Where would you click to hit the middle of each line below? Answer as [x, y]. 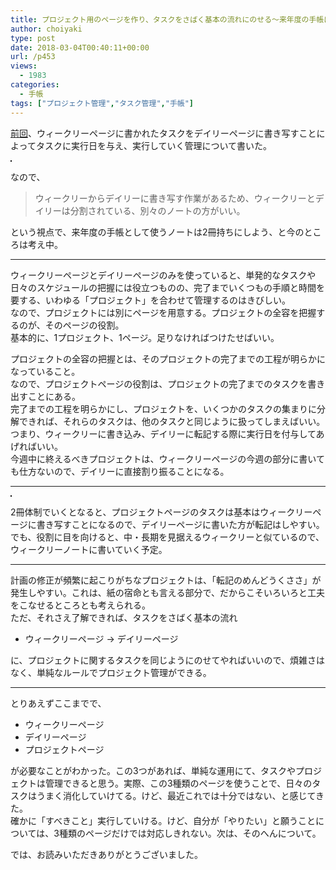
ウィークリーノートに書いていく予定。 [89, 549]
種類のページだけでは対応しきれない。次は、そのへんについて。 [190, 833]
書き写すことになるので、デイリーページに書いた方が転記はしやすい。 [180, 524]
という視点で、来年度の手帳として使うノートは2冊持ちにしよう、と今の [157, 232]
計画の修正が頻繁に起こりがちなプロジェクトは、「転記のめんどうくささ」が [166, 580]
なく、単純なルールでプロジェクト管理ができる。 [111, 672]
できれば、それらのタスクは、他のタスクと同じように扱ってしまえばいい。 [172, 421]
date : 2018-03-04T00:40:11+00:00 [80, 47]
